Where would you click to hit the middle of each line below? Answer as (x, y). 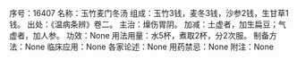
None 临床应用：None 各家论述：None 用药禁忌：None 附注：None (149, 47)
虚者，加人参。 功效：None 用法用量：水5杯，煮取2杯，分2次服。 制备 (140, 35)
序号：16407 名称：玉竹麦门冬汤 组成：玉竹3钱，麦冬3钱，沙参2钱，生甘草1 (149, 13)
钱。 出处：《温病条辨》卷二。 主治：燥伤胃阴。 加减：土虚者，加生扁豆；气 (148, 24)
